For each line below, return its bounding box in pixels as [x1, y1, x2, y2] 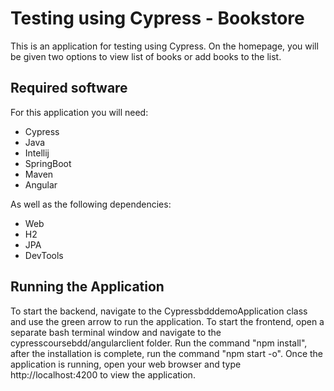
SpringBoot [24, 157, 72, 169]
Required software [10, 80, 128, 97]
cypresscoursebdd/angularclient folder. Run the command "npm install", [10, 337, 308, 349]
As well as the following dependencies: [10, 198, 172, 210]
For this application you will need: [10, 106, 149, 118]
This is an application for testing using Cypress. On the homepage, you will [10, 40, 319, 52]
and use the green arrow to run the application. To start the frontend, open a [10, 315, 325, 327]
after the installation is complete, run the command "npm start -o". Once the [10, 347, 324, 359]
